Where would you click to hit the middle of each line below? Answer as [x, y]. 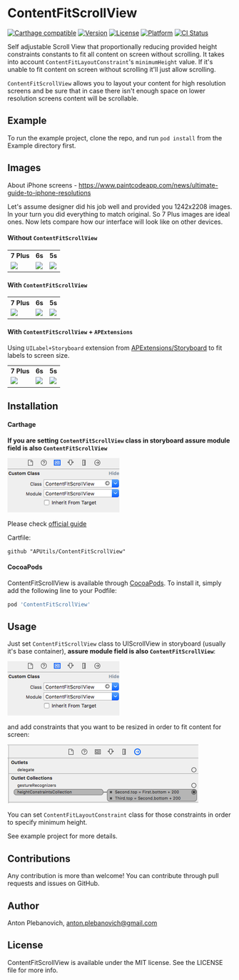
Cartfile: [19, 537]
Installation [33, 407]
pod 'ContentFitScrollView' [49, 604]
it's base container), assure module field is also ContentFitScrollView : [112, 651]
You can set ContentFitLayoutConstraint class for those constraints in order [119, 815]
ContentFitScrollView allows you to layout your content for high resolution [117, 83]
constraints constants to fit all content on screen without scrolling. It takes [116, 54]
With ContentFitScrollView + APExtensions [70, 332]
